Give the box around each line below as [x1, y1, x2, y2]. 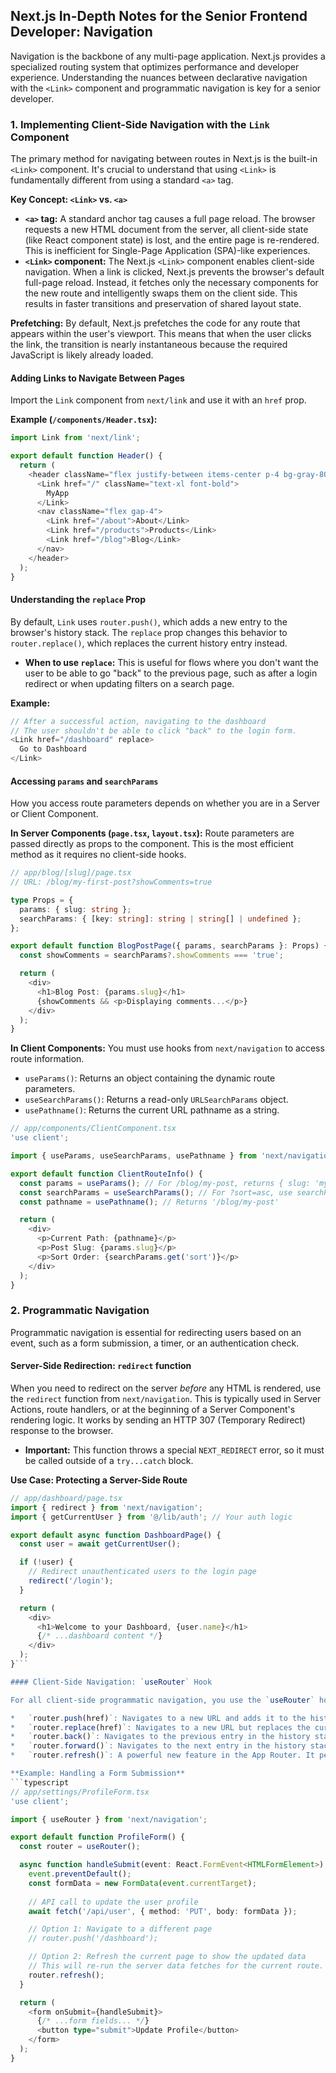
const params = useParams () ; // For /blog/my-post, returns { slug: [19, 1178, 311, 1188]
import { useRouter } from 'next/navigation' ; [10, 1814, 208, 1824]
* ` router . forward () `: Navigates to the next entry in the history [10, 1741, 307, 1751]
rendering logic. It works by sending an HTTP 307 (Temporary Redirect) [10, 1414, 306, 1426]
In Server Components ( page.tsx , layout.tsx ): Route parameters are [10, 827, 295, 839]
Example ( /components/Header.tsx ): [10, 414, 158, 426]
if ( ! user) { [19, 1557, 74, 1568]
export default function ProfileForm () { [10, 1832, 186, 1843]
